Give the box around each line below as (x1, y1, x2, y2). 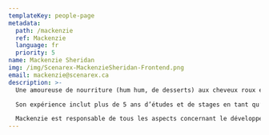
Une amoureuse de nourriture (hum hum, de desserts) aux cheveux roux (15, 85, 256, 94)
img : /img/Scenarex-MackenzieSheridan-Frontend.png (8, 64, 184, 72)
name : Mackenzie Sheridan (8, 57, 94, 65)
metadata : (8, 19, 42, 27)
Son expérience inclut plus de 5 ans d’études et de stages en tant (15, 101, 249, 109)
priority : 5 (15, 49, 56, 57)
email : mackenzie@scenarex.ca (8, 71, 110, 79)
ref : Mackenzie (15, 34, 66, 42)
